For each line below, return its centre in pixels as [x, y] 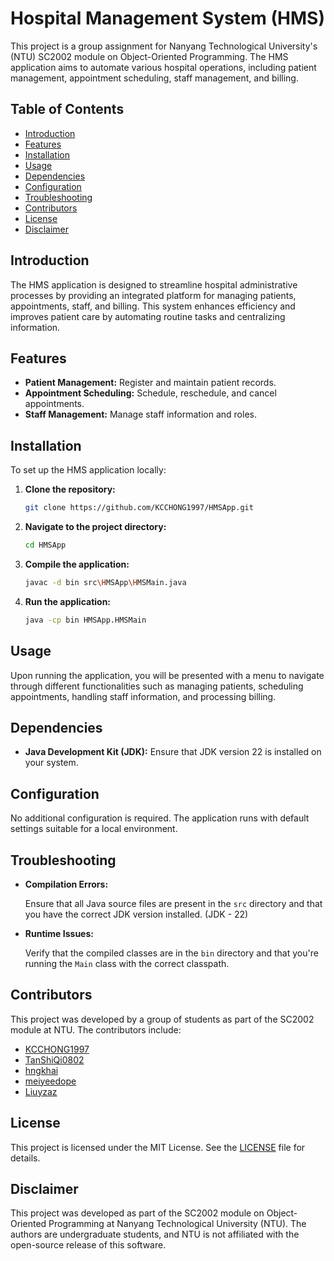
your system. [51, 763]
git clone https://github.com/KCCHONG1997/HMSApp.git [139, 508]
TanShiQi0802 [54, 1059]
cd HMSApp [45, 545]
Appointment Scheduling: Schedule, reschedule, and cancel [150, 393]
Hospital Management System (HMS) [167, 18]
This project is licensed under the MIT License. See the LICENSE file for [158, 1147]
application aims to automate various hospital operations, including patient [163, 67]
